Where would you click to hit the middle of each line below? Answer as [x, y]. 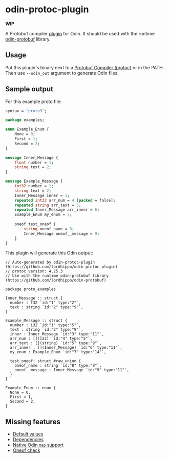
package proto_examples [31, 289]
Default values [28, 434]
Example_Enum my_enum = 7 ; [43, 215]
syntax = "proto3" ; [26, 111]
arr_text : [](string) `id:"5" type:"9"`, [56, 343]
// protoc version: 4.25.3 [34, 271]
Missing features [33, 422]
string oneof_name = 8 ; [49, 229]
